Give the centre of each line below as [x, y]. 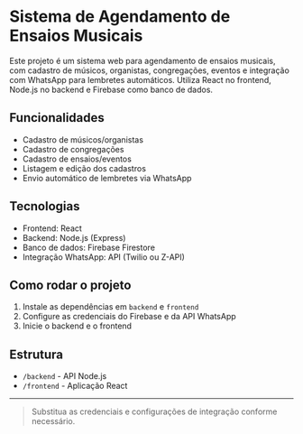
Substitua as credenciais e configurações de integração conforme [154, 411]
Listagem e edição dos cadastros [84, 168]
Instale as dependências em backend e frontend [110, 307]
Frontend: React [52, 228]
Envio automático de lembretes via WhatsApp [107, 178]
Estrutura [37, 354]
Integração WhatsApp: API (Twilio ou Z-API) [103, 257]
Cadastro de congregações [73, 149]
